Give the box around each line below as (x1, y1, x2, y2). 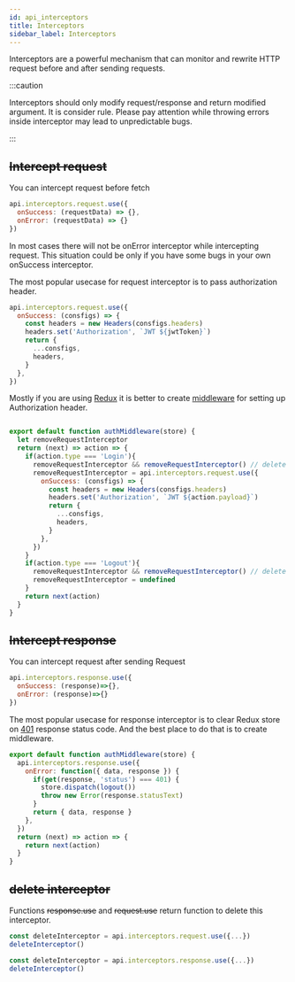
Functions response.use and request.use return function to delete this (9, 905, 263, 916)
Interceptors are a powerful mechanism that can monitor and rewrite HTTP (9, 54, 281, 65)
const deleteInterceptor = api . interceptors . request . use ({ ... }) (9, 932, 251, 940)
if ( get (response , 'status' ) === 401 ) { (32, 775, 179, 784)
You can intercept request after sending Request (9, 656, 185, 667)
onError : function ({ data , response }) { (25, 767, 179, 776)
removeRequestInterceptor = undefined (32, 576, 176, 584)
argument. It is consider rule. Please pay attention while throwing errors (9, 107, 269, 118)
